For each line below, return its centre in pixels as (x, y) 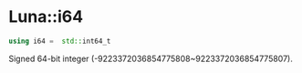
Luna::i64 (46, 17)
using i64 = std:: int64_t (60, 41)
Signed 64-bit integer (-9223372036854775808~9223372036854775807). (151, 58)
